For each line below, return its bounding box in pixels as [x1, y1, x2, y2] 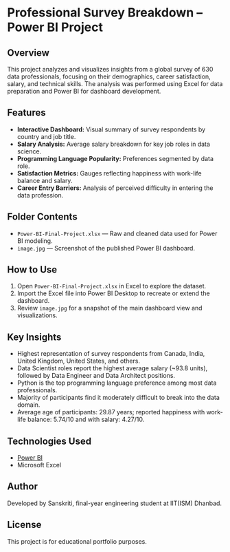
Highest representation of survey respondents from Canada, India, [16, 350, 205, 358]
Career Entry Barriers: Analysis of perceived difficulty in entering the [16, 184, 214, 192]
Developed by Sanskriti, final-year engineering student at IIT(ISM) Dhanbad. [7, 499, 222, 507]
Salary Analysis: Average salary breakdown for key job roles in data [16, 140, 211, 148]
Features [7, 107, 46, 118]
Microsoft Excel [16, 461, 62, 469]
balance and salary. [16, 176, 73, 184]
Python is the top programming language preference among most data [16, 379, 217, 387]
